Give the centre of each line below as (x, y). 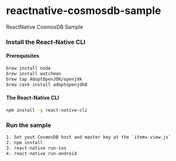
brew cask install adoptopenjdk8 (47, 85)
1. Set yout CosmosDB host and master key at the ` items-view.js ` (89, 137)
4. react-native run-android (42, 153)
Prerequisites (23, 56)
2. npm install (25, 142)
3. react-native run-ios (36, 148)
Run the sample (29, 125)
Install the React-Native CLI (46, 42)
